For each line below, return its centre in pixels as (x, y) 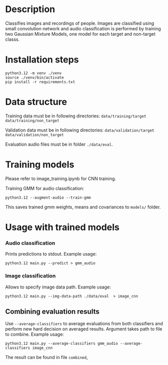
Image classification (31, 276)
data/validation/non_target (35, 135)
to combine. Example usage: (35, 334)
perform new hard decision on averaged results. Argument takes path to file (84, 329)
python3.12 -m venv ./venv (33, 73)
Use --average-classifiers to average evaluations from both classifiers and (84, 324)
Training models (40, 164)
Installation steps (42, 60)
